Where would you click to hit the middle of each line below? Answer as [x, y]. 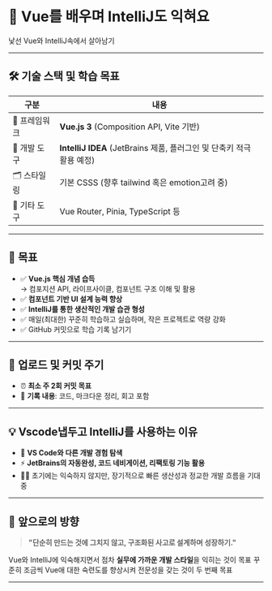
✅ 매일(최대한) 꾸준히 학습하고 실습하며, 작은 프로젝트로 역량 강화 [123, 319]
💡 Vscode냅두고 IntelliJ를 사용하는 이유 [103, 431]
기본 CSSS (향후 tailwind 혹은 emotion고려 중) [144, 183]
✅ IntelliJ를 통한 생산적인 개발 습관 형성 [83, 308]
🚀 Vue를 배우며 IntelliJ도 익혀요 [109, 17]
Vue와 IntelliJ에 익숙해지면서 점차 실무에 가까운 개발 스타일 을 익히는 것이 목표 [130, 560]
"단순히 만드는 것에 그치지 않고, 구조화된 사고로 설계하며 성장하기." [132, 542]
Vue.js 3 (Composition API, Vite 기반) [130, 127]
